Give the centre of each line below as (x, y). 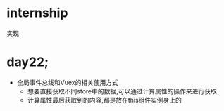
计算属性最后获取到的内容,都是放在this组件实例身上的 (105, 100)
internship (37, 13)
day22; (28, 62)
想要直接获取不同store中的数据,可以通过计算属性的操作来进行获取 (122, 91)
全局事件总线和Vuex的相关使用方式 (68, 82)
